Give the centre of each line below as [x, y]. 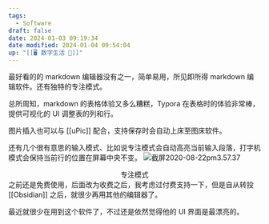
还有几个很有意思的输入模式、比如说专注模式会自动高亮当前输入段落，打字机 [134, 148]
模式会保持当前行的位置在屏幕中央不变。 [75, 158]
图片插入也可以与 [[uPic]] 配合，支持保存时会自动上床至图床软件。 [117, 130]
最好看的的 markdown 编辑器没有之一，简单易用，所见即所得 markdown [127, 76]
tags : [17, 16]
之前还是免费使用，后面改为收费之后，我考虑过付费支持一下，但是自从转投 [131, 184]
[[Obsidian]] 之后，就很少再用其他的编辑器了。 [85, 194]
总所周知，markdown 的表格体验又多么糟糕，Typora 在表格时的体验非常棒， [134, 104]
